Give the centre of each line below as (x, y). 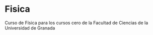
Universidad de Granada (30, 28)
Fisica (18, 9)
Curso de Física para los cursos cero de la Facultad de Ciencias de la (76, 23)
